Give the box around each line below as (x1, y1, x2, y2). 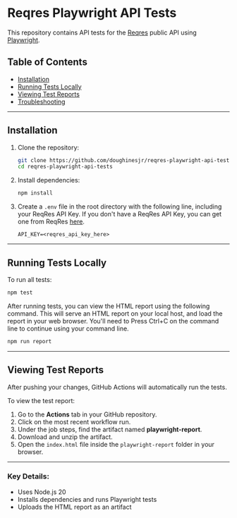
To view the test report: (7, 396, 75, 405)
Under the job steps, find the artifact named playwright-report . (17, 425, 202, 433)
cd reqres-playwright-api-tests (17, 164, 113, 171)
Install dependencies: (17, 176, 80, 185)
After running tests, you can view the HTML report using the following (7, 302, 210, 310)
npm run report (7, 338, 52, 345)
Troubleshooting (17, 97, 66, 106)
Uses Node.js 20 (17, 488, 66, 496)
